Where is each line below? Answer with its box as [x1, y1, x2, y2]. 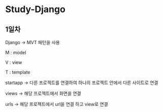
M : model [5, 50, 26, 55]
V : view [5, 59, 22, 65]
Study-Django [5, 4, 66, 15]
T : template [5, 69, 30, 75]
